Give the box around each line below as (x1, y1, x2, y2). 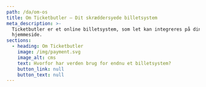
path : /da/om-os (6, 9, 48, 15)
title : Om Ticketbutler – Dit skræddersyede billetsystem (6, 15, 158, 21)
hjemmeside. (12, 32, 43, 38)
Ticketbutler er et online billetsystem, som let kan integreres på (12, 26, 191, 32)
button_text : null (17, 72, 64, 78)
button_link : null (17, 66, 64, 72)
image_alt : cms (17, 55, 56, 61)
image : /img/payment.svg (17, 49, 81, 55)
